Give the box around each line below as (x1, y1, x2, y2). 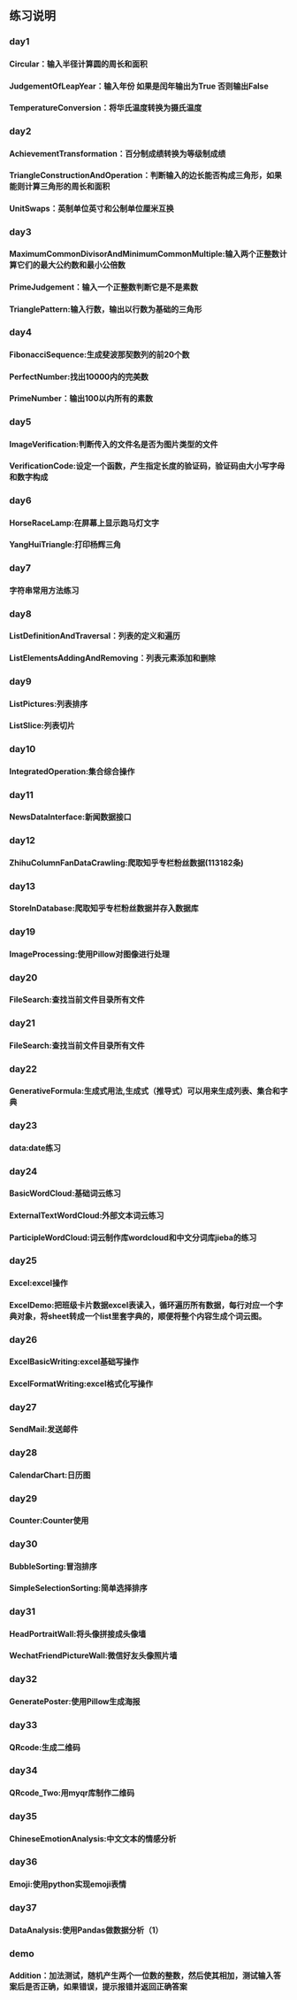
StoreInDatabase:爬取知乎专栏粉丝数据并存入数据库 (9, 903, 199, 914)
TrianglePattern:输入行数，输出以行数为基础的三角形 (9, 304, 202, 314)
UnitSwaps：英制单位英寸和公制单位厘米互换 (9, 203, 174, 213)
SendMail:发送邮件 (9, 1424, 79, 1435)
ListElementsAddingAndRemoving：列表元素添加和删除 (9, 653, 217, 663)
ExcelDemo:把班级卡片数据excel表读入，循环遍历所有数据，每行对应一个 (9, 1299, 276, 1310)
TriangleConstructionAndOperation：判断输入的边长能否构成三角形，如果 (9, 170, 283, 181)
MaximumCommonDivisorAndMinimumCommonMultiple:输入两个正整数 (9, 249, 280, 260)
